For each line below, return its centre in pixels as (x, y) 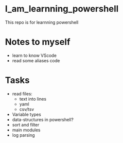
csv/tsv (26, 109)
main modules (26, 130)
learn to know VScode (34, 55)
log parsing (23, 135)
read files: (22, 93)
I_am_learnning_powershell (62, 9)
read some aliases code (36, 60)
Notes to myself (38, 42)
